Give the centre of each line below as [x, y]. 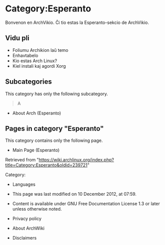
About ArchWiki [28, 228]
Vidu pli [17, 38]
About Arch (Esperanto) [37, 113]
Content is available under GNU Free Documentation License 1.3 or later [86, 204]
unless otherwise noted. [37, 209]
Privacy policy [27, 219]
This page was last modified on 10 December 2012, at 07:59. [75, 194]
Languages [24, 184]
